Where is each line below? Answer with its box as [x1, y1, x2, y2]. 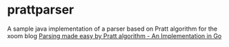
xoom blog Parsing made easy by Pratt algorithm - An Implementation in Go [7, 31, 222, 40]
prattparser [7, 2, 74, 18]
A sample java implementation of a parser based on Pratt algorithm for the [7, 25, 218, 33]
